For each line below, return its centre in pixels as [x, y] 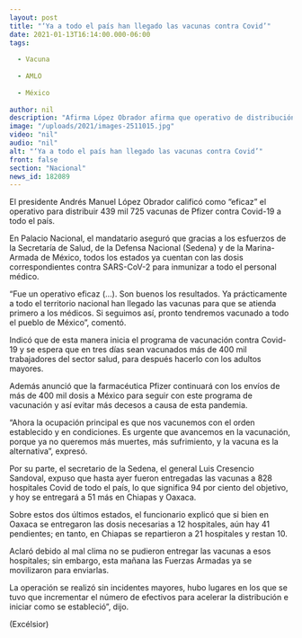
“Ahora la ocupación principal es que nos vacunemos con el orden [132, 422]
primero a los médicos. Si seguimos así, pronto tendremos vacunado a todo [149, 313]
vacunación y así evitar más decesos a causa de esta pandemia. [129, 405]
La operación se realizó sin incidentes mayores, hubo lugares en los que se [148, 588]
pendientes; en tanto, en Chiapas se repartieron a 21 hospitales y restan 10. [148, 534]
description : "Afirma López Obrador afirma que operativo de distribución [152, 118]
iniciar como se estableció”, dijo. [69, 607]
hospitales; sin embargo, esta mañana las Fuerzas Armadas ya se [131, 561]
